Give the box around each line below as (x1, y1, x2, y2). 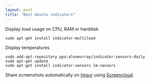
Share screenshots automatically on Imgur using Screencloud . (5, 71, 134, 78)
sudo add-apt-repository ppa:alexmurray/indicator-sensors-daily (5, 54, 145, 59)
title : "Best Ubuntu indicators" (5, 12, 76, 17)
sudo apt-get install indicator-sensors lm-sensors (5, 63, 116, 68)
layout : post (5, 7, 33, 13)
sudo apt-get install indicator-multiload (5, 36, 96, 41)
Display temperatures (5, 44, 50, 50)
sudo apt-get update (5, 58, 49, 63)
